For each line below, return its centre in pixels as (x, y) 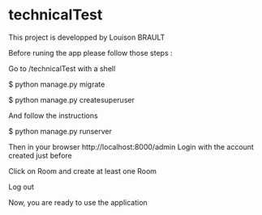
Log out (21, 187)
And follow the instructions (54, 116)
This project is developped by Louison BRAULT (87, 37)
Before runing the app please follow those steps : (90, 53)
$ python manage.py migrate (57, 84)
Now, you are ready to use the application (78, 202)
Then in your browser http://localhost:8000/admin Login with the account (131, 146)
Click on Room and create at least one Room (82, 171)
